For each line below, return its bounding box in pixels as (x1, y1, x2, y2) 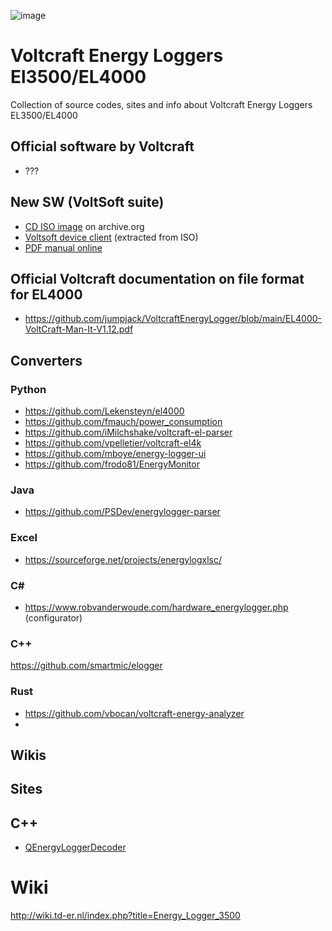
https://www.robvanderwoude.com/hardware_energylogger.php (24, 601, 289, 613)
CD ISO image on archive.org (24, 220, 145, 232)
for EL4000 (10, 286, 83, 303)
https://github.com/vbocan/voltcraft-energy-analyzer (24, 707, 245, 719)
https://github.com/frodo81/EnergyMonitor (24, 458, 200, 470)
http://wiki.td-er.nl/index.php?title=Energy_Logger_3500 (10, 910, 241, 922)
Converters (10, 352, 83, 369)
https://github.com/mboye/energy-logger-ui (24, 448, 207, 460)
